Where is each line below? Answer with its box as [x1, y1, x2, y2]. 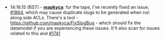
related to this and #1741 [10, 31, 61, 36]
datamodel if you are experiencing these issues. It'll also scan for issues [10, 25, 160, 31]
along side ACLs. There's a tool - [10, 15, 79, 20]
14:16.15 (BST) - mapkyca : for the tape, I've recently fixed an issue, [10, 4, 150, 10]
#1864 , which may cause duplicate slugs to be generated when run [10, 9, 150, 15]
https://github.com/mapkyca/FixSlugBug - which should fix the [10, 20, 141, 26]
